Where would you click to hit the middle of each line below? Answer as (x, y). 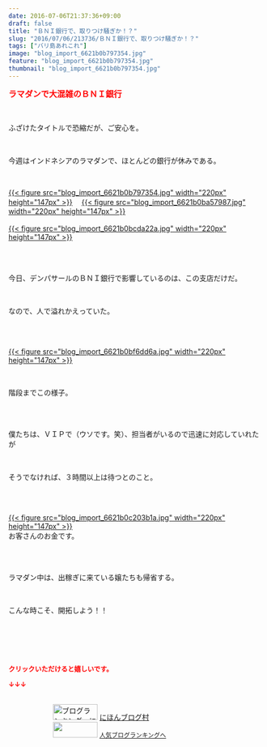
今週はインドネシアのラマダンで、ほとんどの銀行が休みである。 (114, 160)
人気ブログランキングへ (133, 735)
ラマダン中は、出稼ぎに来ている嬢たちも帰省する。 (93, 577)
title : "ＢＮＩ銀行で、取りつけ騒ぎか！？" (73, 31)
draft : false (30, 23)
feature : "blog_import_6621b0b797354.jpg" (81, 62)
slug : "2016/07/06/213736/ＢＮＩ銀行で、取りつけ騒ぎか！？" (104, 38)
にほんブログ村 (124, 717)
